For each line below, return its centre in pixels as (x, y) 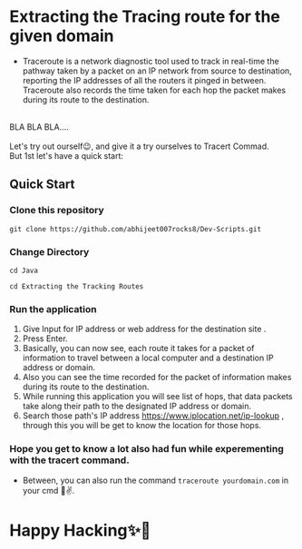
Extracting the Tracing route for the (145, 17)
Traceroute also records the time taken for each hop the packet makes (154, 90)
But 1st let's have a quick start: (67, 155)
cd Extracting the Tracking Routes (77, 286)
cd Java (24, 270)
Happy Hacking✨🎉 (80, 530)
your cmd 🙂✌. (49, 490)
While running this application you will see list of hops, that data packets (157, 397)
